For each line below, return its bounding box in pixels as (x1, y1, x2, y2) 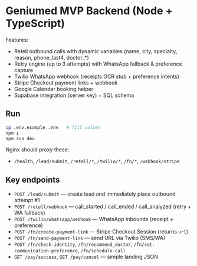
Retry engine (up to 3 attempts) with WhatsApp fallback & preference (14, 60, 182, 67)
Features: (5, 36, 29, 43)
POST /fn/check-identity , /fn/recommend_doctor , (14, 241, 133, 248)
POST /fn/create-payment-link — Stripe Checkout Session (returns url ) (14, 228, 189, 235)
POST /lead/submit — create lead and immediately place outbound (14, 190, 176, 197)
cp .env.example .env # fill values (5, 124, 101, 131)
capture (14, 66, 34, 73)
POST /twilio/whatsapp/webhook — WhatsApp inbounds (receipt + (14, 216, 174, 223)
